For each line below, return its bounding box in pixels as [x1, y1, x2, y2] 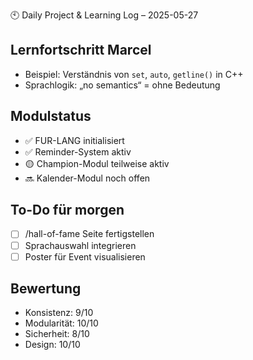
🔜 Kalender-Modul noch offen [24, 172, 151, 184]
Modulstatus [10, 108, 92, 125]
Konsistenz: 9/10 [24, 307, 94, 319]
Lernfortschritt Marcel [10, 42, 152, 59]
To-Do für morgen [10, 202, 125, 219]
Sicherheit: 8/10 [24, 328, 90, 340]
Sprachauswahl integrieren [24, 239, 137, 251]
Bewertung [10, 280, 82, 298]
